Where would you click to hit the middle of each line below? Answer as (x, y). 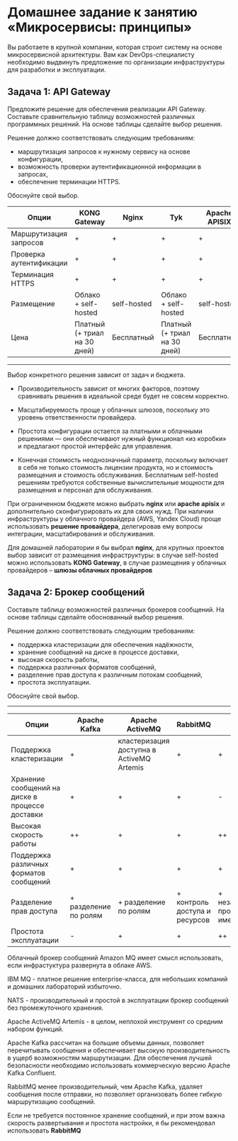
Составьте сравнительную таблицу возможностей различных (101, 116)
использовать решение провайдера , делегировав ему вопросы (105, 526)
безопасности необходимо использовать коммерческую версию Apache (119, 1065)
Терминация (33, 274)
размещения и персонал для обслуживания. (85, 490)
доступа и (194, 911)
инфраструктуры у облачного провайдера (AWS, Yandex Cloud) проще (114, 519)
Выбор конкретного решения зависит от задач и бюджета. (96, 375)
